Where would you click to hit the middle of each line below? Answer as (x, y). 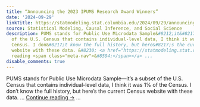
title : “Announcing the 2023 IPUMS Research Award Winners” (82, 12)
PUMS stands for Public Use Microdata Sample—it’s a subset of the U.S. (95, 78)
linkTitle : (20, 23)
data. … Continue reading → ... (43, 97)
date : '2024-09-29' (30, 17)
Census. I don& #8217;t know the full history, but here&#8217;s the (98, 45)
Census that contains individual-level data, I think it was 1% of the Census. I (99, 84)
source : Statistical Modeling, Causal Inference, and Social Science (94, 28)
